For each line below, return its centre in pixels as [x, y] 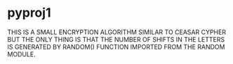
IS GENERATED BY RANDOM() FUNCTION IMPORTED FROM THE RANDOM [116, 47]
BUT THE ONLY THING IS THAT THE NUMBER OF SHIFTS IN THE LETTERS [116, 39]
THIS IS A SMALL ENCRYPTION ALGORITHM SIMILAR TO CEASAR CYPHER [117, 32]
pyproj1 [29, 13]
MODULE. [22, 54]
